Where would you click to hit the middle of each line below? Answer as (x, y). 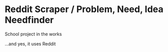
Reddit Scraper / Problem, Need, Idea (84, 9)
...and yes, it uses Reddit (30, 43)
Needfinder (29, 20)
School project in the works (33, 34)
